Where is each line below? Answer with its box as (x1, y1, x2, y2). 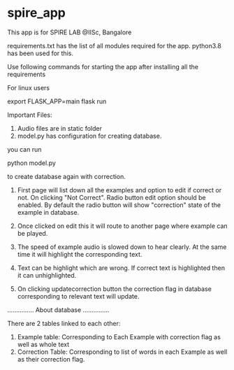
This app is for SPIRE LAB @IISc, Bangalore (7, 28, 132, 36)
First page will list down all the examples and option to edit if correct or (17, 185, 222, 194)
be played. (17, 229, 48, 237)
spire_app (7, 5, 66, 21)
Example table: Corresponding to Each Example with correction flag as (17, 332, 221, 341)
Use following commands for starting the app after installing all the (7, 62, 199, 71)
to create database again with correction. (7, 172, 126, 180)
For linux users (7, 83, 50, 92)
